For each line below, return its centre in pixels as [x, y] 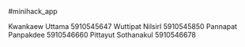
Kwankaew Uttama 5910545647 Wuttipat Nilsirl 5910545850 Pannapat [123, 26]
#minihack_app [33, 11]
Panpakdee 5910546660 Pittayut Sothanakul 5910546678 [102, 35]
